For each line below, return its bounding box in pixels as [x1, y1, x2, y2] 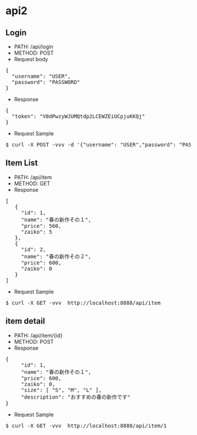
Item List [5, 158, 38, 168]
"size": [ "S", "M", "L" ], [21, 387, 102, 393]
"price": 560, [21, 223, 62, 229]
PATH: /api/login [14, 43, 54, 50]
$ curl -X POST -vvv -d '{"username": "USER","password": [5, 141, 176, 148]
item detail [5, 316, 45, 326]
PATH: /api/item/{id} [14, 331, 63, 339]
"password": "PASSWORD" [11, 79, 81, 85]
